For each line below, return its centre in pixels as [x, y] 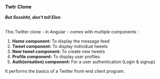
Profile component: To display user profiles [56, 57]
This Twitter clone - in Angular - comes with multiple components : [72, 32]
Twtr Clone [18, 7]
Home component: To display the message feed [61, 41]
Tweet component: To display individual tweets [60, 47]
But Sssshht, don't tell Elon [33, 17]
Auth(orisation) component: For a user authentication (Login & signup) [84, 62]
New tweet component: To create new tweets [59, 51]
